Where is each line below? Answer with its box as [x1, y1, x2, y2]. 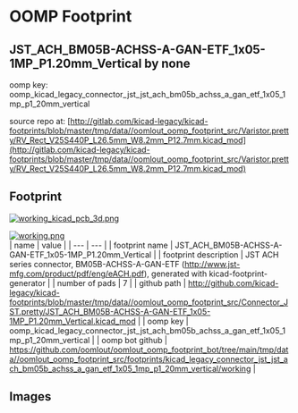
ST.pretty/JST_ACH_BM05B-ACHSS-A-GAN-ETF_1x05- [9, 306, 211, 316]
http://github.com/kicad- [187, 277, 279, 288]
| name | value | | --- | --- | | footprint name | [9, 240, 174, 250]
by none [144, 55, 191, 71]
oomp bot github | [101, 334, 168, 345]
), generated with [143, 268, 208, 279]
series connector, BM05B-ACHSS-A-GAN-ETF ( [9, 258, 185, 269]
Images [9, 389, 52, 404]
